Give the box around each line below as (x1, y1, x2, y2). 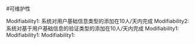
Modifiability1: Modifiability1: (6, 32, 76, 38)
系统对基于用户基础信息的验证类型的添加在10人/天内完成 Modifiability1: (6, 25, 180, 32)
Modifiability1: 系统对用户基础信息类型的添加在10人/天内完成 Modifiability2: (6, 18, 189, 25)
